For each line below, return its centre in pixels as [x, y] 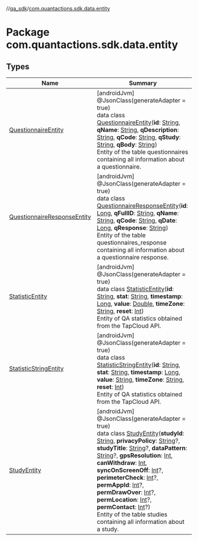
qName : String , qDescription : [138, 130]
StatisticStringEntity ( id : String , [139, 365]
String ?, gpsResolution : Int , [135, 455]
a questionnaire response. [133, 257]
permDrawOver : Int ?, [126, 492]
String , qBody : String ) [127, 145]
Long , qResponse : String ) [133, 228]
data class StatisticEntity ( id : [135, 289]
